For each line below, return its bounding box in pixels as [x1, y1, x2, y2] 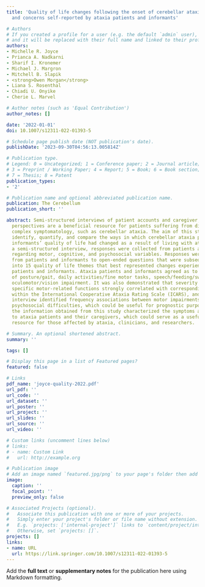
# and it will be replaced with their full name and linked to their [6, 37, 187, 43]
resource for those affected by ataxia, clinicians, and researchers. [12, 320, 195, 326]
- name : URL [6, 545, 37, 551]
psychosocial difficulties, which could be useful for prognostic [12, 302, 184, 309]
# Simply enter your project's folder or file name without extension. [6, 517, 198, 523]
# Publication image [6, 466, 59, 472]
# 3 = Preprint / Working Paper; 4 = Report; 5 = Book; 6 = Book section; [6, 166, 201, 173]
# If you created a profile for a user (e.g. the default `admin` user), [6, 31, 198, 37]
